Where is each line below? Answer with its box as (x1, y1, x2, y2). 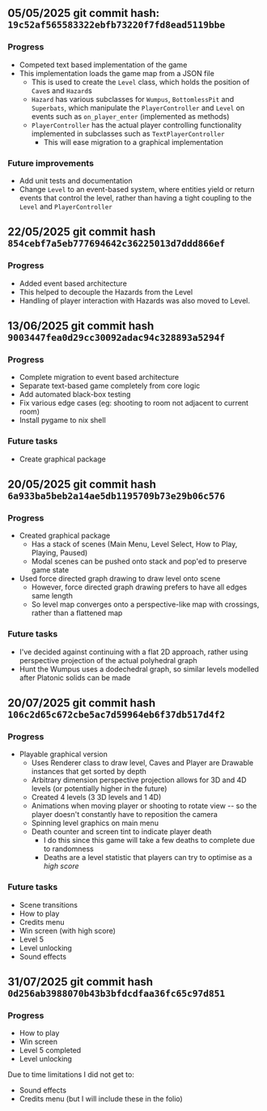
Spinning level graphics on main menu (31, 818, 159, 828)
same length (31, 591, 74, 601)
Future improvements (7, 157, 95, 168)
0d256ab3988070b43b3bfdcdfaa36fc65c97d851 (7, 988, 226, 999)
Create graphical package (19, 453, 106, 464)
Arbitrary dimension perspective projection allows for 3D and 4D (31, 775, 248, 785)
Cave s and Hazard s (31, 85, 92, 96)
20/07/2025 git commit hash (7, 696, 155, 710)
